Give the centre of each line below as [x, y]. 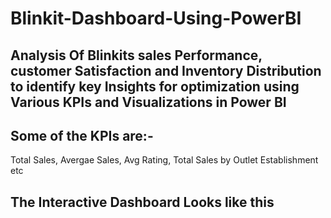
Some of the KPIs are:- [82, 135]
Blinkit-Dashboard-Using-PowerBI [156, 18]
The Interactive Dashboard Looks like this [142, 202]
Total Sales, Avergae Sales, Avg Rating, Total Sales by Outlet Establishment [164, 160]
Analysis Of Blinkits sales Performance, [136, 55]
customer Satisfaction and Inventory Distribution [166, 70]
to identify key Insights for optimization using [155, 86]
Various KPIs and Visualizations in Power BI [148, 102]
